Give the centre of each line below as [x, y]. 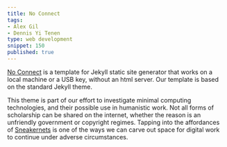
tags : [15, 20]
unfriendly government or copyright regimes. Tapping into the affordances [113, 122]
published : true [31, 53]
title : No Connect [34, 14]
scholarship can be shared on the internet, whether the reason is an [104, 114]
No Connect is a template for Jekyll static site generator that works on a [110, 72]
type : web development [40, 40]
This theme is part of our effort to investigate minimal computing [99, 100]
